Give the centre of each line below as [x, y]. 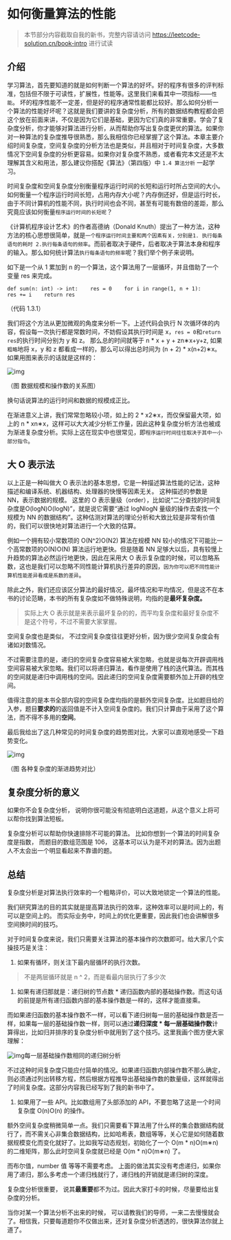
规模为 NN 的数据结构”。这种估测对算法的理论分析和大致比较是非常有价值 [111, 517]
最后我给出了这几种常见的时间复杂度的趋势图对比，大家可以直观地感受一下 [112, 731]
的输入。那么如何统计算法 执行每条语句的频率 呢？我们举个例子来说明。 [102, 252]
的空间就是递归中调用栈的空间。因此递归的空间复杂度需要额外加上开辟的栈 [112, 676]
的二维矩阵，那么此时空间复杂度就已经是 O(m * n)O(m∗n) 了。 [96, 1151]
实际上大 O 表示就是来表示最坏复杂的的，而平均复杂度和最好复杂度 [118, 613]
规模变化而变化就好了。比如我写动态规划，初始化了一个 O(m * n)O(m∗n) [115, 1143]
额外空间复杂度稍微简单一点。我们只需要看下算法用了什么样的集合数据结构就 [115, 1125]
